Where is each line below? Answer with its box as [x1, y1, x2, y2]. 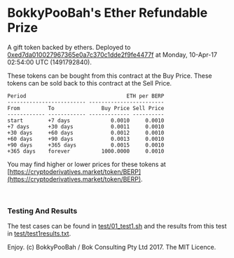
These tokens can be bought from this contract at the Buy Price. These [7, 72, 212, 80]
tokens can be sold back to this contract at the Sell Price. [7, 79, 172, 87]
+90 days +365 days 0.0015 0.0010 [7, 142, 165, 149]
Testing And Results [7, 205, 78, 215]
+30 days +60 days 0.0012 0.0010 [7, 129, 165, 136]
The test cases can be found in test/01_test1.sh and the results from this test [7, 222, 227, 231]
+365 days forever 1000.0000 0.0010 [7, 147, 165, 155]
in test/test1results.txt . [7, 229, 71, 238]
